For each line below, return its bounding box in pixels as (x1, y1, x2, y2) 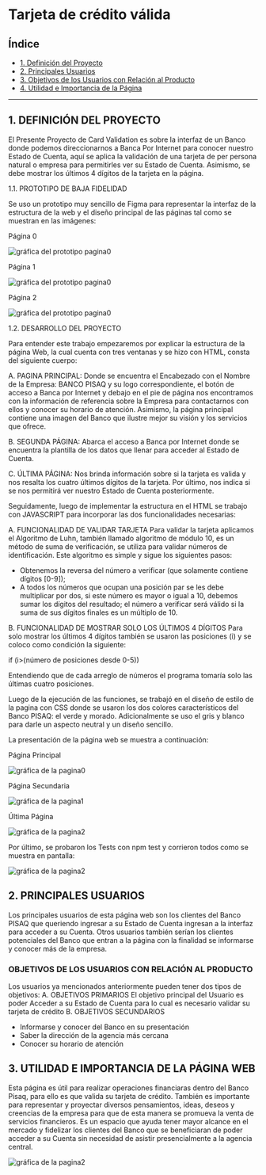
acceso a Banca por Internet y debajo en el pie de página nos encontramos (8, 387, 253, 397)
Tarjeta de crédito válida (8, 6, 171, 24)
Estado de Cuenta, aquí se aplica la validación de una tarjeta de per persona (8, 151, 257, 161)
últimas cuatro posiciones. (8, 679, 94, 689)
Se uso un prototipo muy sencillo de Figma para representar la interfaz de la (8, 199, 256, 208)
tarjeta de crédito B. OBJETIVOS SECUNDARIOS (8, 1006, 165, 1016)
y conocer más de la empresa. (8, 944, 108, 953)
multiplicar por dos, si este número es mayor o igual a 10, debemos (19, 590, 238, 600)
